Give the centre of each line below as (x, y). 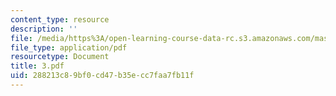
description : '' (44, 29)
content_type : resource (60, 19)
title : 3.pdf (37, 66)
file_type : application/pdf (69, 47)
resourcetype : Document (60, 57)
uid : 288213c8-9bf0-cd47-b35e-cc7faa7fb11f (102, 76)
